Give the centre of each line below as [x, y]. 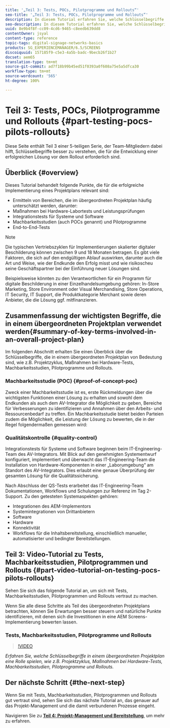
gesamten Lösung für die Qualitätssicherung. [52, 476]
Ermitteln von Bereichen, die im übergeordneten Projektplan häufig [82, 200]
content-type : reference [31, 39]
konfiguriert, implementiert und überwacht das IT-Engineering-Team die [80, 459]
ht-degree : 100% [22, 81]
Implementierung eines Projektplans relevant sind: [57, 190]
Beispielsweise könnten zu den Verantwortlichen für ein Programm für [78, 278]
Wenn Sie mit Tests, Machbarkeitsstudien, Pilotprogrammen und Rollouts [81, 695]
